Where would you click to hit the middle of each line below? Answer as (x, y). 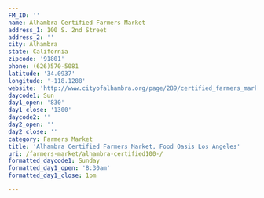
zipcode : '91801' (37, 59)
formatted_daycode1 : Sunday (54, 161)
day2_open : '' (31, 124)
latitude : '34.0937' (42, 74)
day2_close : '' (33, 131)
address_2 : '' (31, 37)
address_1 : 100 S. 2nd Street (58, 30)
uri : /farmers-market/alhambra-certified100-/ (86, 153)
